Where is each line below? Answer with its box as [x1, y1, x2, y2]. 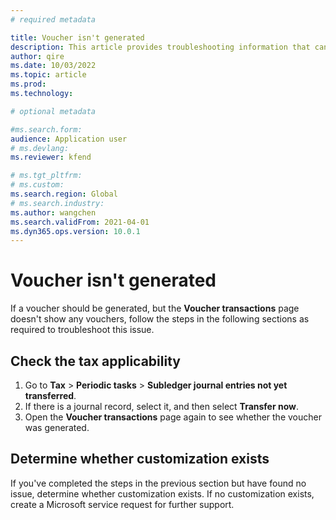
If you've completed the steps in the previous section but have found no [10, 477, 307, 489]
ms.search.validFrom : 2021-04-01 [10, 217, 150, 227]
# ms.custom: [10, 180, 65, 190]
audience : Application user [10, 134, 128, 144]
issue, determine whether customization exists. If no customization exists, [10, 487, 315, 500]
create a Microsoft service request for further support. [10, 498, 235, 510]
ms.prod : [10, 79, 47, 90]
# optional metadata [10, 106, 97, 116]
